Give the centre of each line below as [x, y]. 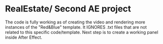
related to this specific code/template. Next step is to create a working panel [82, 32]
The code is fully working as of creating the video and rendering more [75, 22]
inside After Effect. [24, 37]
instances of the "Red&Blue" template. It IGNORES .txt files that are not [76, 27]
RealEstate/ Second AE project [68, 9]
